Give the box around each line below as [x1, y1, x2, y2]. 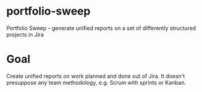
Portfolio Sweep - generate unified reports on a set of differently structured [6, 24, 196, 32]
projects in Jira [6, 30, 44, 38]
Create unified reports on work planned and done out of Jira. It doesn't [6, 72, 185, 80]
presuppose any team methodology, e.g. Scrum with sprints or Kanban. [6, 79, 187, 86]
